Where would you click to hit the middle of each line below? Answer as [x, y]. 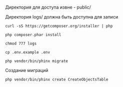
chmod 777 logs [21, 43]
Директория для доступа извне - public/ [48, 7]
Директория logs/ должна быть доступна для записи [62, 17]
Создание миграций [27, 70]
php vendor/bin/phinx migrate [37, 61]
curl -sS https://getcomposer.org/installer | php [59, 26]
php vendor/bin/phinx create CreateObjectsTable [57, 79]
